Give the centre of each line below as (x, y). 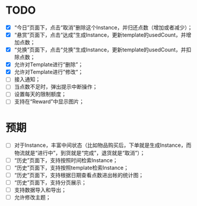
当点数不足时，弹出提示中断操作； (56, 87)
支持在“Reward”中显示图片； (49, 102)
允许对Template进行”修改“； (49, 72)
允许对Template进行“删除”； (49, 65)
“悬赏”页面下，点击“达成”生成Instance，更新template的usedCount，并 (100, 35)
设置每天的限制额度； (40, 94)
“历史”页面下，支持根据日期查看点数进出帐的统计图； (79, 175)
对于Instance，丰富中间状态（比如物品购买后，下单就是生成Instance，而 (103, 145)
